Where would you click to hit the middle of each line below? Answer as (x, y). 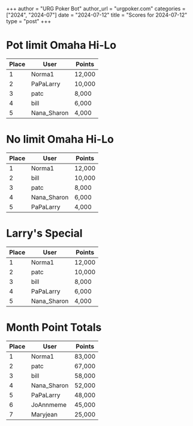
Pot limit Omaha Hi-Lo (61, 46)
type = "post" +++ (29, 21)
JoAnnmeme (49, 405)
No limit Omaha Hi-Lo (60, 140)
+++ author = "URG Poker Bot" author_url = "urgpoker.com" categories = (96, 9)
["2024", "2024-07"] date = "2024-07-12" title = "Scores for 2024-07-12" (97, 15)
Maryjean (44, 414)
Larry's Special (44, 234)
